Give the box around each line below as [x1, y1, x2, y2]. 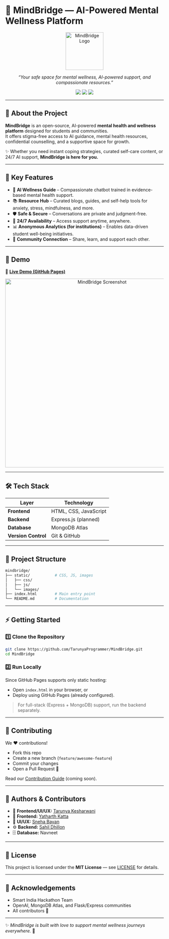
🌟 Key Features [5, 173, 54, 182]
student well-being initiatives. [12, 231, 74, 237]
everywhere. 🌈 [5, 928, 35, 934]
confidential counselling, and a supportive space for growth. [5, 138, 130, 145]
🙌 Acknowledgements [5, 884, 76, 892]
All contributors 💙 [12, 908, 49, 914]
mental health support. [27, 192, 74, 198]
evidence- [131, 186, 153, 193]
